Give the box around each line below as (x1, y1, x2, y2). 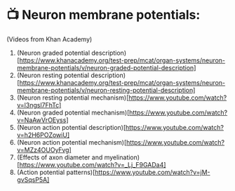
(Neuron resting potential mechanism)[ (16, 93, 129, 102)
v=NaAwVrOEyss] (16, 115, 69, 124)
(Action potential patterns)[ (16, 168, 95, 176)
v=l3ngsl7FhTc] (16, 100, 62, 109)
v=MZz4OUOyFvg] (16, 145, 72, 154)
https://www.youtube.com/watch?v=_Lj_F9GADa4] (19, 160, 166, 169)
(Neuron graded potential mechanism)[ (16, 108, 130, 117)
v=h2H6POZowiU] (16, 131, 70, 139)
